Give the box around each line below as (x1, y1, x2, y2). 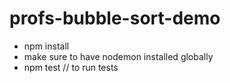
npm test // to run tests (23, 61, 119, 73)
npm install (23, 40, 70, 52)
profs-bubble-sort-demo (9, 7, 221, 30)
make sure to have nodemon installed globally (23, 50, 214, 62)
